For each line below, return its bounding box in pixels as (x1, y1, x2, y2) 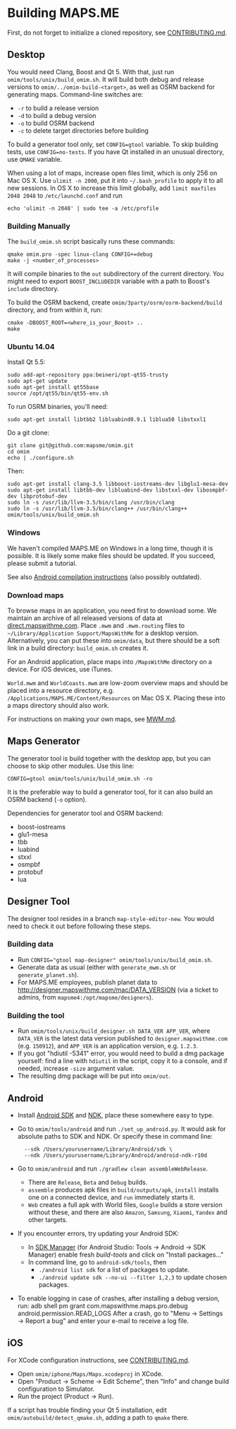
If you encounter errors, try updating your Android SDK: (17, 1229, 180, 1238)
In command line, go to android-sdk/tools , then (27, 1257, 167, 1266)
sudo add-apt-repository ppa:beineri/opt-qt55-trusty (7, 372, 169, 379)
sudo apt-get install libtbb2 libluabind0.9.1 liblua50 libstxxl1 (7, 416, 206, 423)
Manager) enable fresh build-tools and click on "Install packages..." (27, 1250, 224, 1259)
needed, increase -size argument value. (17, 1065, 135, 1073)
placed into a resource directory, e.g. (7, 686, 115, 694)
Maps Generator (7, 735, 80, 747)
